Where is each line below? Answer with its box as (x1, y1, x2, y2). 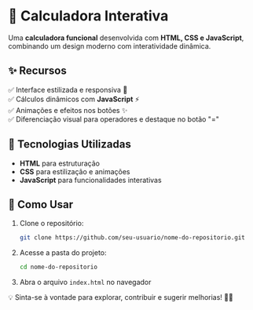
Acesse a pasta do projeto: (19, 248, 108, 257)
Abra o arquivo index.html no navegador (19, 278, 152, 287)
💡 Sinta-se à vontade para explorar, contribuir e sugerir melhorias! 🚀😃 (8, 293, 233, 302)
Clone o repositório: (19, 219, 84, 228)
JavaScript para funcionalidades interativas (19, 175, 163, 184)
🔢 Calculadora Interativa (8, 7, 169, 25)
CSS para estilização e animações (19, 166, 130, 176)
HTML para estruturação (19, 159, 101, 168)
